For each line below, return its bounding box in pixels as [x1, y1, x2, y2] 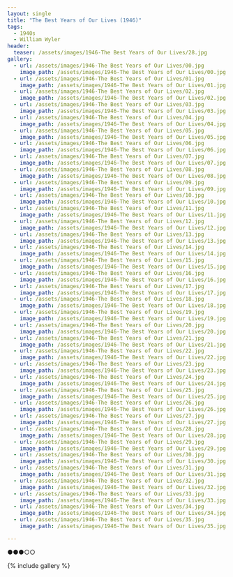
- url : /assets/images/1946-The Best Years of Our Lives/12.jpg [13, 218, 204, 225]
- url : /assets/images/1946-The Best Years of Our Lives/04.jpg [13, 114, 204, 121]
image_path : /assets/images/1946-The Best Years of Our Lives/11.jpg [20, 211, 227, 218]
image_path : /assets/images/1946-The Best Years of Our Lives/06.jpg [20, 147, 227, 153]
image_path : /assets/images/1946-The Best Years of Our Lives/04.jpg [20, 120, 227, 128]
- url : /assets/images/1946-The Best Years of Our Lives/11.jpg [13, 205, 204, 212]
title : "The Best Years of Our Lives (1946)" [7, 17, 142, 24]
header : [7, 43, 30, 50]
